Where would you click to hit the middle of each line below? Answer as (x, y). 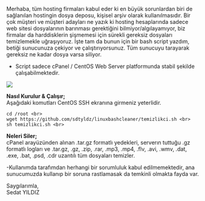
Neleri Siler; (22, 136)
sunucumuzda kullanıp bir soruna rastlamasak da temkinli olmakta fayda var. (103, 174)
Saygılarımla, (22, 186)
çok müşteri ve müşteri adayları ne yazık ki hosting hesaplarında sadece (97, 22)
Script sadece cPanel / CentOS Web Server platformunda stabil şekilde (105, 66)
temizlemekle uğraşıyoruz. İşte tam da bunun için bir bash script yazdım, (98, 41)
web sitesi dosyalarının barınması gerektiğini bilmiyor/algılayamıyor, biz (96, 28)
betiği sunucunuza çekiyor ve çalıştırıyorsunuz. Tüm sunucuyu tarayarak (98, 48)
